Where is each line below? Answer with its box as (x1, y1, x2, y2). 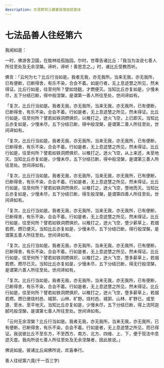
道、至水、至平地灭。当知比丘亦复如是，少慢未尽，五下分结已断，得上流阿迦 (5, 302, 159, 308)
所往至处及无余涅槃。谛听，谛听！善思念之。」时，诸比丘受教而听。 (5, 63, 140, 69)
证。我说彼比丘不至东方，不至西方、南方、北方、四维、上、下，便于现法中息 (5, 330, 159, 336)
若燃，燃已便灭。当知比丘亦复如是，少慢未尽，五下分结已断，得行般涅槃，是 (5, 226, 159, 232)
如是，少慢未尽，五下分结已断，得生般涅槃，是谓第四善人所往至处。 (18, 191, 155, 196)
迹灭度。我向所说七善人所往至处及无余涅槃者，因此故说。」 (5, 337, 123, 343)
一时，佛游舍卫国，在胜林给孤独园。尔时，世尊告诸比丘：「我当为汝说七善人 (5, 57, 157, 63)
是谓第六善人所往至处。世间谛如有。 (5, 267, 78, 272)
